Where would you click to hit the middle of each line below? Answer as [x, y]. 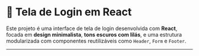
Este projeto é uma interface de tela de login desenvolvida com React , [92, 28]
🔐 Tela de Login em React [69, 12]
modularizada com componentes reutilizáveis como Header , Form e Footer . [96, 41]
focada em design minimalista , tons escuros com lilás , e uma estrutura [94, 34]
